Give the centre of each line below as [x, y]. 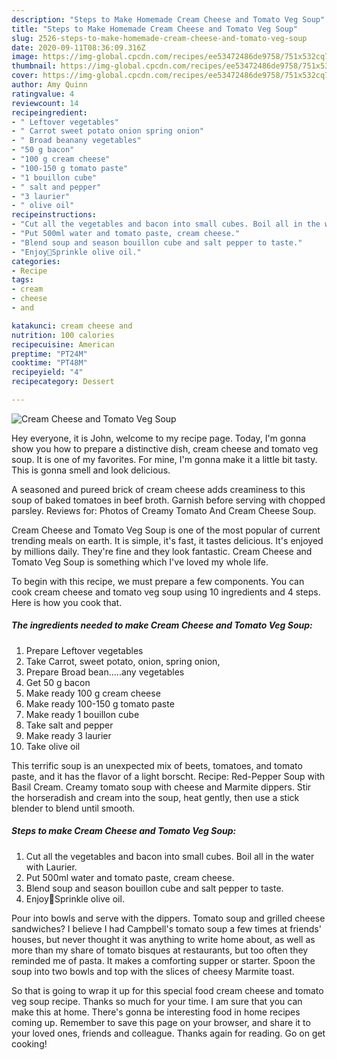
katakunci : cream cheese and [72, 326]
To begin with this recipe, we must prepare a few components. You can [158, 581]
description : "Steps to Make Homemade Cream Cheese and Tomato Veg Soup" [168, 19]
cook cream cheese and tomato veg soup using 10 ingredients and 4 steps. [166, 592]
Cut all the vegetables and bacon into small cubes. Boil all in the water [170, 856]
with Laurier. [51, 867]
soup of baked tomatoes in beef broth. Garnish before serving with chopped [168, 500]
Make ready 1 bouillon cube [82, 714]
